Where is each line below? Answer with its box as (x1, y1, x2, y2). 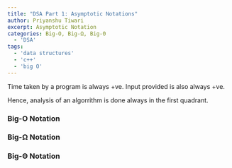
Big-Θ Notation (7, 151, 60, 161)
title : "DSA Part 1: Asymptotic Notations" (7, 10, 138, 18)
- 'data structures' (13, 50, 74, 57)
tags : (7, 43, 23, 50)
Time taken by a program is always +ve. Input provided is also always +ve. (7, 82, 226, 90)
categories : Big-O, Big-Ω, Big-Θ (7, 30, 106, 37)
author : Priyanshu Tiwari (7, 17, 84, 24)
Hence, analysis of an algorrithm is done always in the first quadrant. (7, 96, 209, 104)
